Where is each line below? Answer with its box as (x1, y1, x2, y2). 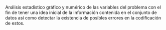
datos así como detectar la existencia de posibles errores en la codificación (5, 15, 161, 20)
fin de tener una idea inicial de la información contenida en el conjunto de (5, 9, 157, 15)
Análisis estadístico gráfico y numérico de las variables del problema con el (5, 4, 161, 10)
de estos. (5, 20, 25, 26)
